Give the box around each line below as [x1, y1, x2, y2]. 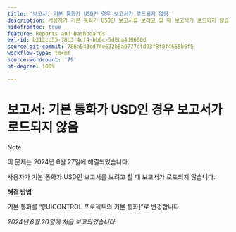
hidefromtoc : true [7, 23, 61, 30]
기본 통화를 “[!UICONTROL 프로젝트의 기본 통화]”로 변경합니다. [7, 202, 182, 211]
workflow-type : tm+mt [7, 50, 71, 57]
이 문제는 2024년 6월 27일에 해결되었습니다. [7, 157, 130, 166]
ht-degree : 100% [7, 63, 55, 70]
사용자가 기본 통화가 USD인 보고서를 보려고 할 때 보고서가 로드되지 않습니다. [7, 172, 216, 181]
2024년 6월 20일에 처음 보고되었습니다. [7, 217, 117, 226]
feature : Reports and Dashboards [7, 30, 106, 37]
